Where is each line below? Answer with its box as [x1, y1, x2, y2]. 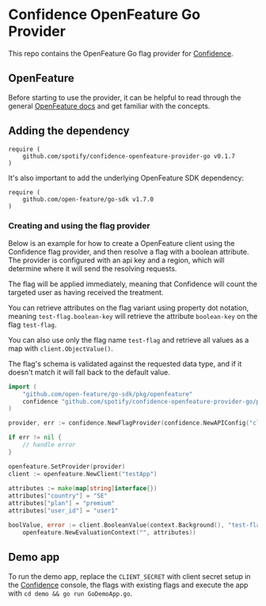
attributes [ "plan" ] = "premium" [8, 500, 115, 508]
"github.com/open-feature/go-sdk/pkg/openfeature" [22, 390, 193, 398]
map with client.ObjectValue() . [8, 343, 113, 353]
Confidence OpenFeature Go [8, 6, 200, 24]
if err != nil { [8, 434, 62, 442]
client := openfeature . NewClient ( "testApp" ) [8, 470, 158, 478]
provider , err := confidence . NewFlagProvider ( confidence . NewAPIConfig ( [8, 419, 249, 428]
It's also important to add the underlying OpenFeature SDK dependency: [8, 173, 244, 182]
